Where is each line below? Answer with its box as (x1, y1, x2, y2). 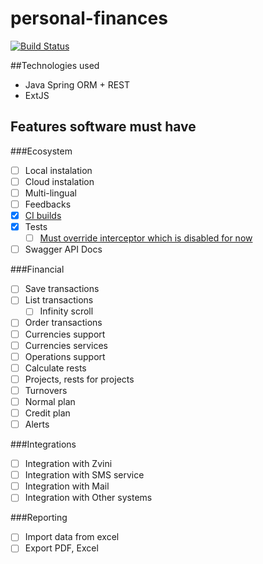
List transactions (24, 294, 94, 306)
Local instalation (24, 164, 93, 176)
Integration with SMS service (24, 469, 145, 481)
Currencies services (24, 339, 108, 351)
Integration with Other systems (24, 492, 153, 504)
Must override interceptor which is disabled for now (39, 232, 253, 244)
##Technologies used (10, 59, 100, 71)
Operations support (24, 350, 106, 362)
